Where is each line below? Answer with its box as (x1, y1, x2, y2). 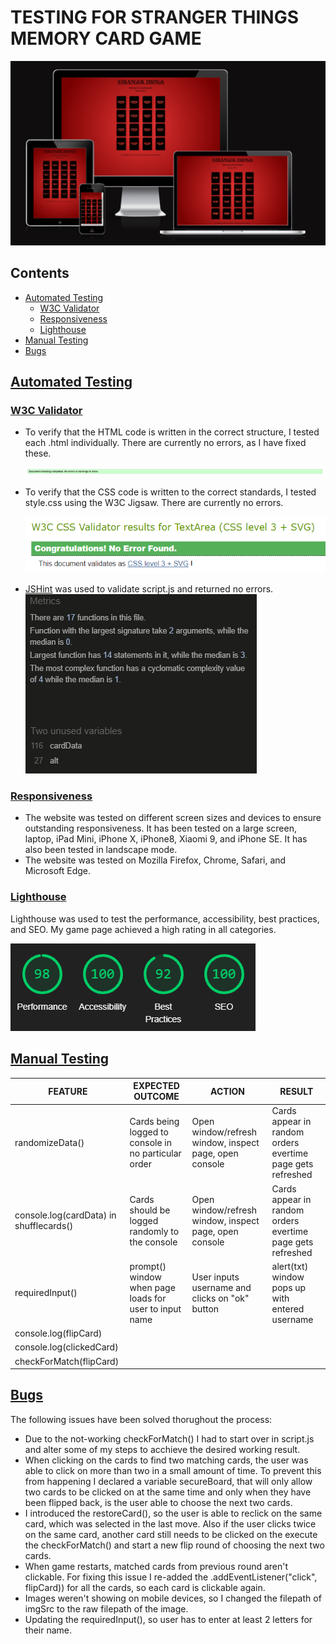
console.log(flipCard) (14, 1327, 103, 1340)
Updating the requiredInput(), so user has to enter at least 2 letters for (24, 1613, 313, 1625)
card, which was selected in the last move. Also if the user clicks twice (24, 1517, 317, 1530)
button (191, 1302, 220, 1315)
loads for (129, 1292, 167, 1304)
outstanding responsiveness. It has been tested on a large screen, (24, 822, 297, 835)
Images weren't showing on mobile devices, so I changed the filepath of (24, 1592, 322, 1604)
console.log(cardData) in (14, 1209, 117, 1221)
